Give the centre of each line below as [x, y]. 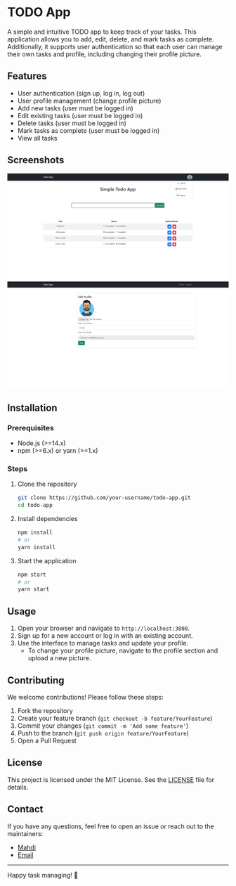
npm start [32, 574]
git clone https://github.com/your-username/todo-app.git [104, 498]
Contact [25, 809]
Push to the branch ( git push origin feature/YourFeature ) [103, 733]
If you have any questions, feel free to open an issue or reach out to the [111, 826]
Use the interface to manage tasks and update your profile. [103, 643]
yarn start [33, 589]
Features [27, 76]
